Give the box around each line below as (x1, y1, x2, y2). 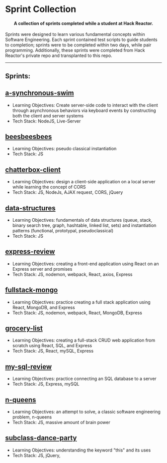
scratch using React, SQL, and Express (12, 343, 92, 349)
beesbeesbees (5, 132, 52, 141)
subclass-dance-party (5, 434, 77, 443)
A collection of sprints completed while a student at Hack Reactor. (14, 20, 153, 26)
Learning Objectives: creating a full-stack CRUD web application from (12, 337, 156, 343)
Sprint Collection (5, 3, 77, 15)
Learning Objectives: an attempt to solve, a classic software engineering (12, 409, 161, 415)
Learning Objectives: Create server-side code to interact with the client (12, 102, 158, 108)
